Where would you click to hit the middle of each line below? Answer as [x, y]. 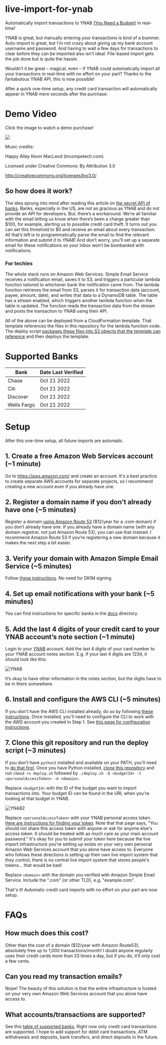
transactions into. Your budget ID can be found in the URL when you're [77, 793]
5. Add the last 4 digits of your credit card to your [83, 629]
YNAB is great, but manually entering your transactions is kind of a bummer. [83, 38]
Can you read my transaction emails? [64, 976]
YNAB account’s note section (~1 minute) [70, 637]
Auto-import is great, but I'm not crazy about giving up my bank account [79, 43]
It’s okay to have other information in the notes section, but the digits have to [83, 678]
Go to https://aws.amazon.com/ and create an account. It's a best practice [81, 476]
